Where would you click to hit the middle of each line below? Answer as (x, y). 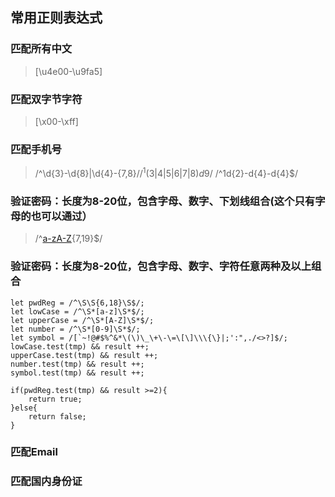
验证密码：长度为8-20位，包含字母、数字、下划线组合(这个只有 (163, 201)
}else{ (24, 408)
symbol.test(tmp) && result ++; (77, 373)
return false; (57, 416)
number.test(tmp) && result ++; (77, 364)
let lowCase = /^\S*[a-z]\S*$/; (77, 311)
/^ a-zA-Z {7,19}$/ (68, 239)
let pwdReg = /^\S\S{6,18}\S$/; (77, 303)
